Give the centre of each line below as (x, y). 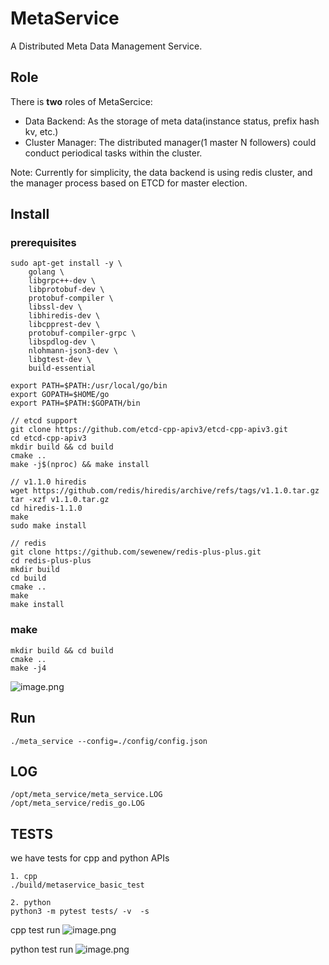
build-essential (62, 368)
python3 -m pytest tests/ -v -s (80, 912)
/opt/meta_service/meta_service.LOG (86, 795)
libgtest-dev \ (60, 360)
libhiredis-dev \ (64, 316)
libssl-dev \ (55, 307)
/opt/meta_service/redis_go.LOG (77, 803)
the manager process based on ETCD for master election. (129, 183)
